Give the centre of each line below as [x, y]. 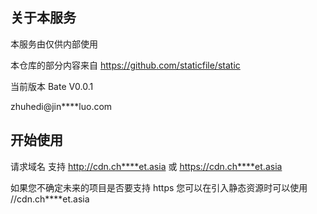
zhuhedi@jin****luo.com [61, 106]
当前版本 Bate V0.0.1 [52, 86]
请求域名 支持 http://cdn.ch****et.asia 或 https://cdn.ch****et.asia [146, 166]
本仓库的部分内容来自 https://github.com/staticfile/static [125, 65]
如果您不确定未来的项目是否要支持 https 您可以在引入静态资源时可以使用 [159, 187]
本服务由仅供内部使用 [54, 44]
